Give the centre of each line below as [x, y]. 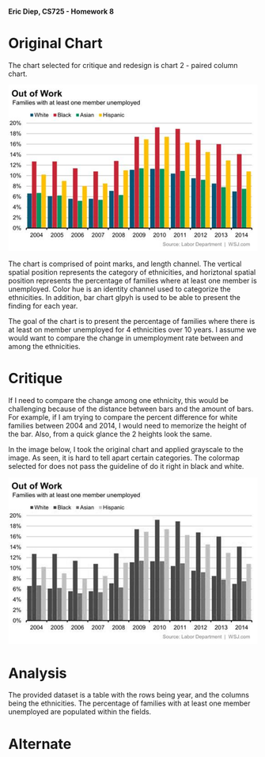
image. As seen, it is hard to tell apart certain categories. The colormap [124, 458]
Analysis [38, 673]
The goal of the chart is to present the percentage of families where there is [132, 321]
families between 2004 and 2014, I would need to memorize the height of [128, 426]
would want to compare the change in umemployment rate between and [126, 338]
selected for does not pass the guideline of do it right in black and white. [126, 466]
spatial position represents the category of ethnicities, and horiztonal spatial [132, 272]
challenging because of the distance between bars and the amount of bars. [131, 409]
